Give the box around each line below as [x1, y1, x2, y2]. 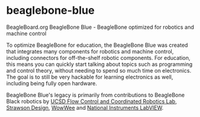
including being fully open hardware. [6, 79, 98, 87]
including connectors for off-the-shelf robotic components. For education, [6, 54, 191, 61]
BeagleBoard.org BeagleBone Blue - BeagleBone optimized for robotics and [6, 23, 195, 31]
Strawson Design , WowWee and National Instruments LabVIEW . [6, 104, 164, 111]
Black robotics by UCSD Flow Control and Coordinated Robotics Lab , [6, 97, 177, 105]
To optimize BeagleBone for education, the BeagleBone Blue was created [6, 41, 189, 49]
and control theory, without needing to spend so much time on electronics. [6, 67, 192, 74]
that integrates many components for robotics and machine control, [6, 47, 174, 55]
